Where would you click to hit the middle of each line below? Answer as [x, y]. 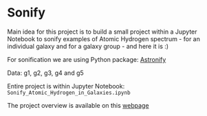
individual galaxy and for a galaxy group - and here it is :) [88, 46]
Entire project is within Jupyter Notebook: [66, 86]
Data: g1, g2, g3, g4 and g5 [45, 73]
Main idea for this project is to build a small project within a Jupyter [102, 32]
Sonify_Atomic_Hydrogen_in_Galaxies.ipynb [69, 93]
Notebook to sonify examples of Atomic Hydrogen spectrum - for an [104, 38]
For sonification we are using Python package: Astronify [87, 59]
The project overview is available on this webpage [78, 105]
